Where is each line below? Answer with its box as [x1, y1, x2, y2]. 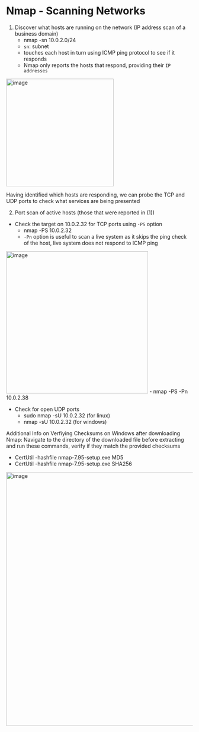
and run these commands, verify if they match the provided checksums [6, 442, 181, 449]
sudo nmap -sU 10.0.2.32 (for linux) [23, 411, 111, 419]
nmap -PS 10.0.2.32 [23, 227, 72, 234]
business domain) [14, 30, 59, 37]
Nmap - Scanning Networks [6, 4, 146, 18]
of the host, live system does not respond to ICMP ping [23, 239, 158, 246]
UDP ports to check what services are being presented [6, 197, 140, 204]
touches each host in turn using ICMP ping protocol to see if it [23, 49, 175, 56]
